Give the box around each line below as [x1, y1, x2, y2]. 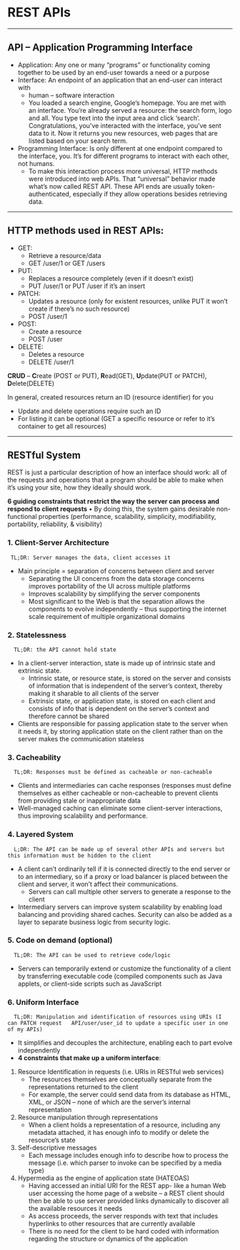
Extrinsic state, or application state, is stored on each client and [28, 696, 216, 705]
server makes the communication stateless [17, 734, 145, 743]
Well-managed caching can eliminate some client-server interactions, [17, 804, 223, 813]
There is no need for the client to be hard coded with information [28, 1227, 219, 1236]
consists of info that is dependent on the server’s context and [28, 704, 209, 713]
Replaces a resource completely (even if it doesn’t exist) [28, 274, 194, 282]
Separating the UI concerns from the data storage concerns [28, 574, 205, 582]
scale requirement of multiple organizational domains [28, 612, 186, 620]
